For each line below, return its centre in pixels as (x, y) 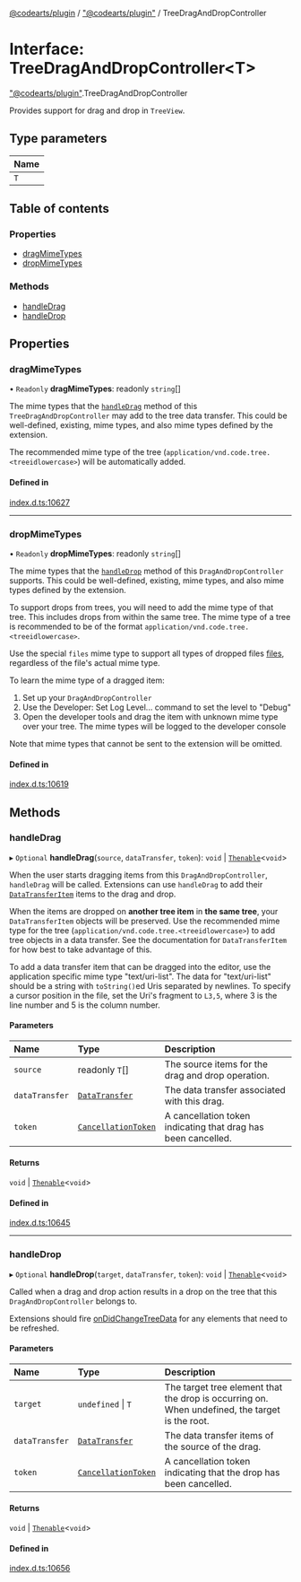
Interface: (47, 49)
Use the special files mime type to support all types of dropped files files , (147, 653)
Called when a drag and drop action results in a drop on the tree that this (143, 1291)
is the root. (187, 1420)
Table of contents (59, 209)
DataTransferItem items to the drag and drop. (93, 894)
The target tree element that (224, 1387)
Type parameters (58, 139)
